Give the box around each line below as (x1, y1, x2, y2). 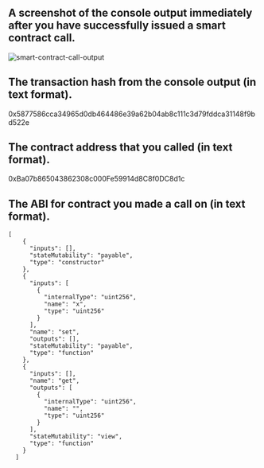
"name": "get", (29, 377, 80, 385)
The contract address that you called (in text (8, 141, 233, 154)
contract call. (8, 31, 76, 45)
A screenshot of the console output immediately (8, 6, 253, 20)
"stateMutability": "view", (29, 433, 123, 441)
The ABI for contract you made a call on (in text (8, 197, 246, 210)
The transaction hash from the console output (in (8, 76, 257, 89)
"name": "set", (29, 328, 80, 337)
